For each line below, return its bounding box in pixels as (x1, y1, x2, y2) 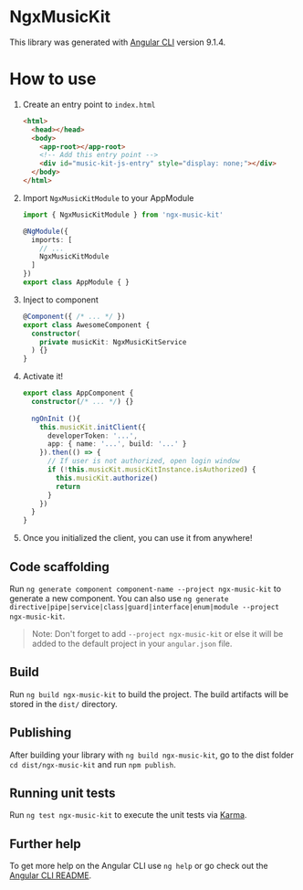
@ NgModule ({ (22, 227, 68, 236)
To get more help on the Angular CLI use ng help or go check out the (9, 861, 268, 872)
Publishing (9, 725, 72, 741)
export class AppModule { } (22, 278, 130, 287)
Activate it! (22, 371, 64, 382)
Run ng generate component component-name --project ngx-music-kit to (9, 583, 281, 594)
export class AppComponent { (22, 388, 134, 398)
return (56, 482, 81, 491)
